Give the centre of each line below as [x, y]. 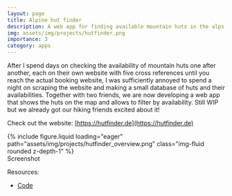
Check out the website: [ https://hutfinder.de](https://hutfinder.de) [100, 123]
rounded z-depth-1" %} [41, 151]
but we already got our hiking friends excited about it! [84, 109]
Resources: [23, 172]
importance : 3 [28, 39]
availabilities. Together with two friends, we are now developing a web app [114, 95]
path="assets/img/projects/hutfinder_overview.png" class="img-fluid [106, 144]
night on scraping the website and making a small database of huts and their [116, 88]
